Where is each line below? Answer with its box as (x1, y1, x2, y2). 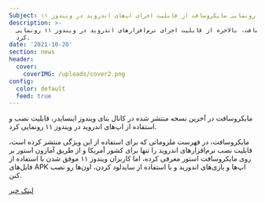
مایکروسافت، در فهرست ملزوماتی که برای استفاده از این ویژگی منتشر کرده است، (9, 137, 250, 146)
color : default (16, 84, 66, 93)
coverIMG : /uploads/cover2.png (23, 70, 126, 78)
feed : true (16, 92, 52, 100)
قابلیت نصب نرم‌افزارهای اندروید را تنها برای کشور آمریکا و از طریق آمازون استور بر (9, 146, 253, 155)
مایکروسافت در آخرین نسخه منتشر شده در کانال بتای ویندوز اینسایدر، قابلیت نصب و (9, 113, 253, 123)
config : (9, 77, 35, 85)
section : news (9, 48, 56, 56)
